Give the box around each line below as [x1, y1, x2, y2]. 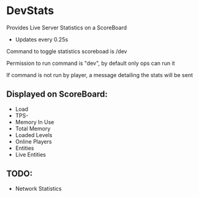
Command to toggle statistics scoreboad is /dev [6, 47, 127, 55]
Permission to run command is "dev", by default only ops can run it [6, 59, 175, 67]
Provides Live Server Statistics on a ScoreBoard [6, 24, 127, 31]
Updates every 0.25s [15, 35, 69, 43]
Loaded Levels [15, 131, 53, 138]
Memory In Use [15, 118, 54, 125]
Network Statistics [15, 185, 62, 192]
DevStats [6, 4, 54, 18]
